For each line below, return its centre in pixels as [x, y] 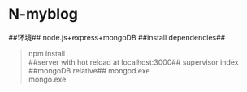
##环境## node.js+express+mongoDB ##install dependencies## [117, 37]
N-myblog [43, 14]
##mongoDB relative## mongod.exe [89, 70]
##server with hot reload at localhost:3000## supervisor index [133, 62]
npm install [47, 53]
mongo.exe [47, 79]
